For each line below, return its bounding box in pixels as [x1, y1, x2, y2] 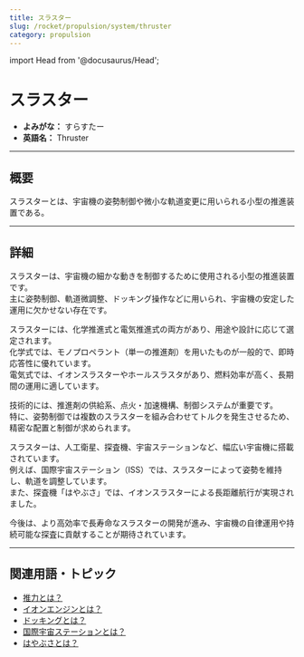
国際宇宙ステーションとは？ [22, 626, 127, 637]
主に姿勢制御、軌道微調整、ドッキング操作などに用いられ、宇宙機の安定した [9, 293, 295, 304]
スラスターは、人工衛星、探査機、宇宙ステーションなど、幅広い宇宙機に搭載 [9, 441, 294, 452]
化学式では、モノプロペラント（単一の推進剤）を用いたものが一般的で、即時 [9, 346, 295, 357]
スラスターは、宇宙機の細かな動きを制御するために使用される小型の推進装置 [9, 270, 295, 281]
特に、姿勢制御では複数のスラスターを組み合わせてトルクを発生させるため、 [9, 411, 295, 421]
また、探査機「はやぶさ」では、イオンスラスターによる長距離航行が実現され [9, 487, 295, 498]
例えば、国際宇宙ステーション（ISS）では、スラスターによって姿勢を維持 [9, 464, 283, 475]
